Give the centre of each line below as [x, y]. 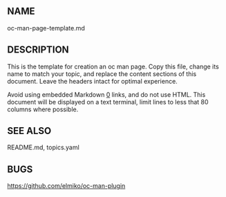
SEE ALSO [29, 131]
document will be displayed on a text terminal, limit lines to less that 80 [108, 102]
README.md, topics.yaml [43, 147]
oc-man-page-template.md [46, 28]
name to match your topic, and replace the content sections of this [102, 74]
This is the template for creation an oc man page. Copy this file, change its [113, 66]
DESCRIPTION [38, 50]
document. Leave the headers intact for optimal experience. [92, 81]
